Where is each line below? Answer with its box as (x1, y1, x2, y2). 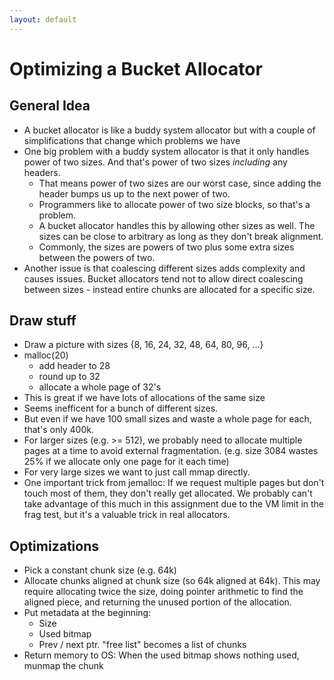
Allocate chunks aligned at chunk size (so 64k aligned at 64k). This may (23, 575, 321, 587)
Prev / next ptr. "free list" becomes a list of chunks (38, 639, 247, 651)
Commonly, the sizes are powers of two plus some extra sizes (38, 241, 295, 253)
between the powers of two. (38, 251, 156, 263)
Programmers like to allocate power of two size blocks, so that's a (38, 198, 311, 210)
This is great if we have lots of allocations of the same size (23, 392, 266, 404)
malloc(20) (23, 349, 69, 361)
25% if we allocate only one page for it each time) (23, 456, 230, 468)
